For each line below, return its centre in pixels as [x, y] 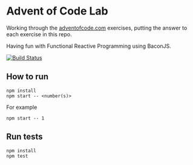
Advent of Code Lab [57, 11]
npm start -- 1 [25, 118]
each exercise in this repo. [39, 34]
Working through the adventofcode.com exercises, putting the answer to [97, 28]
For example [22, 107]
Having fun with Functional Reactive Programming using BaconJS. [89, 46]
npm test [17, 156]
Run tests [25, 137]
